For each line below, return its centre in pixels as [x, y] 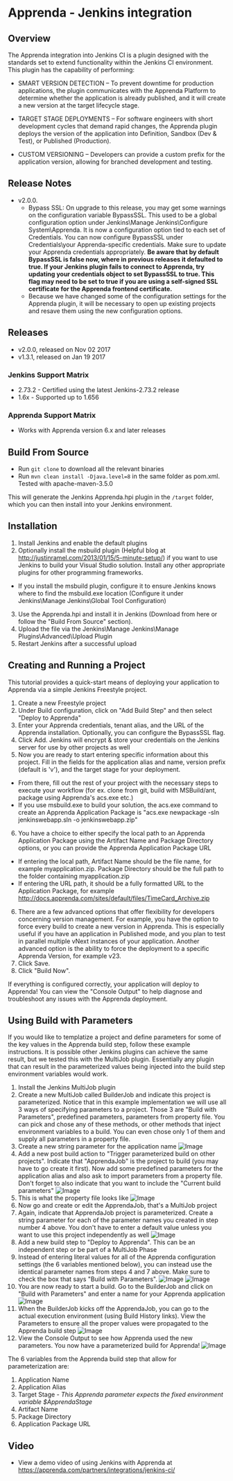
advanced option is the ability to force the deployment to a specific [113, 948]
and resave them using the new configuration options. [105, 311]
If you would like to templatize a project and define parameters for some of [114, 1037]
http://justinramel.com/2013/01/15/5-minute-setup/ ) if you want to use [118, 557]
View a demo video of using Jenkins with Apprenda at [95, 1463]
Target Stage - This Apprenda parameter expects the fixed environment [121, 1395]
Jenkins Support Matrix [49, 375]
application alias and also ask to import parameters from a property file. [120, 1176]
